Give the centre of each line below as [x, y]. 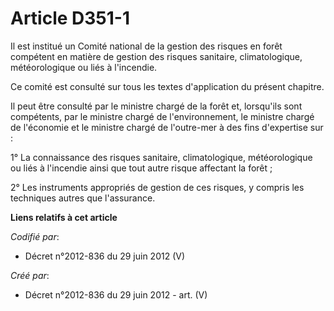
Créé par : [30, 275]
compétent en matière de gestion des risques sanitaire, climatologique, [156, 56]
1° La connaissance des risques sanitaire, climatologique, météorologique [161, 157]
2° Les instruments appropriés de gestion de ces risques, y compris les [157, 187]
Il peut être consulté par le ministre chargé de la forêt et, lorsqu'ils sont [156, 106]
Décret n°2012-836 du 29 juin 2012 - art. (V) [116, 294]
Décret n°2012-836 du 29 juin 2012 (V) [105, 256]
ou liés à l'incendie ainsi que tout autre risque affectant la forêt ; [141, 168]
